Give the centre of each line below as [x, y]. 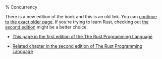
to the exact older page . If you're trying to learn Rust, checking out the [77, 22]
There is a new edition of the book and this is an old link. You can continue [81, 16]
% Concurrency [21, 7]
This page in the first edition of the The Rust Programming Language [82, 37]
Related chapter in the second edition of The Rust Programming [77, 46]
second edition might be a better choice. [47, 27]
